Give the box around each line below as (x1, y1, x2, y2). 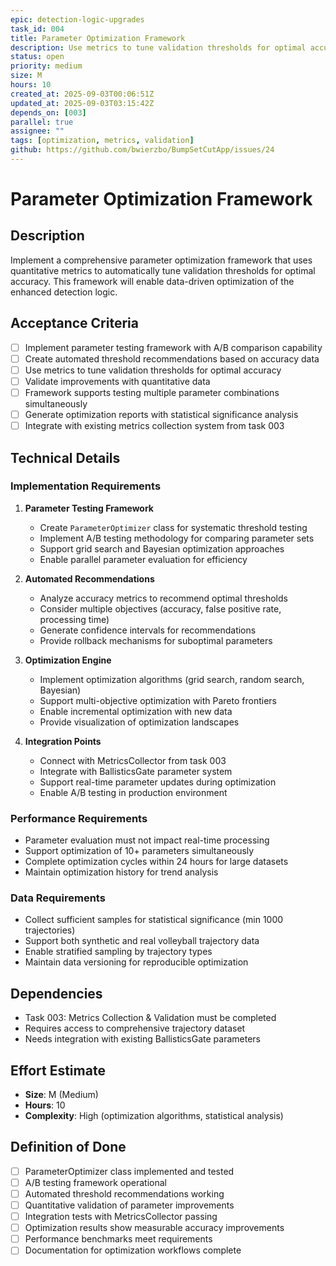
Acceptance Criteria (10, 315, 139, 332)
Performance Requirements (10, 811, 148, 825)
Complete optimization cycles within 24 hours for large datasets (24, 856, 289, 868)
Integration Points (24, 735, 102, 747)
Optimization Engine (24, 654, 112, 666)
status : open (10, 52, 65, 62)
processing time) (39, 613, 110, 625)
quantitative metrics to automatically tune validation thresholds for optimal (10, 264, 316, 276)
